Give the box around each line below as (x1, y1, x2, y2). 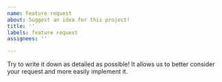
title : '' (7, 23, 36, 29)
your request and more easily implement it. (7, 68, 128, 76)
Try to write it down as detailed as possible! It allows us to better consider (7, 60, 215, 68)
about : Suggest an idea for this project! (7, 16, 130, 23)
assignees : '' (7, 36, 48, 42)
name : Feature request (7, 10, 72, 17)
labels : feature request (7, 29, 78, 36)
